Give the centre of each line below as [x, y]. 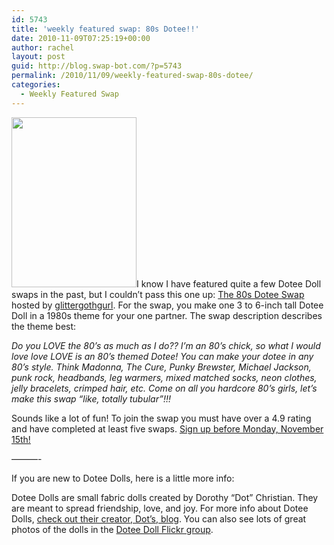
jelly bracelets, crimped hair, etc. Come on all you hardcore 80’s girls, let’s [164, 388]
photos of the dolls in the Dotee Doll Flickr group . [112, 529]
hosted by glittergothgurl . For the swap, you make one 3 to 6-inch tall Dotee [167, 305]
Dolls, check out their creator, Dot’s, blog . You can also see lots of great [159, 518]
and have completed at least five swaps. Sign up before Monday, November [167, 428]
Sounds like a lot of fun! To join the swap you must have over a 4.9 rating [161, 418]
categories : [36, 85]
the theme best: [44, 326]
